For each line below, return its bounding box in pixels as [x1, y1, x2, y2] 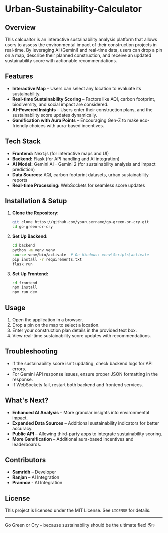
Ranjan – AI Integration [12, 474, 60, 480]
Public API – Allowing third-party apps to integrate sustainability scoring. [12, 431, 162, 437]
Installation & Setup [5, 197, 67, 205]
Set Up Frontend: [12, 271, 49, 277]
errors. [12, 366, 26, 372]
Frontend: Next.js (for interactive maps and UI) [12, 150, 109, 156]
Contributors [5, 456, 46, 464]
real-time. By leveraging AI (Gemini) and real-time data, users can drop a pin [5, 47, 162, 53]
